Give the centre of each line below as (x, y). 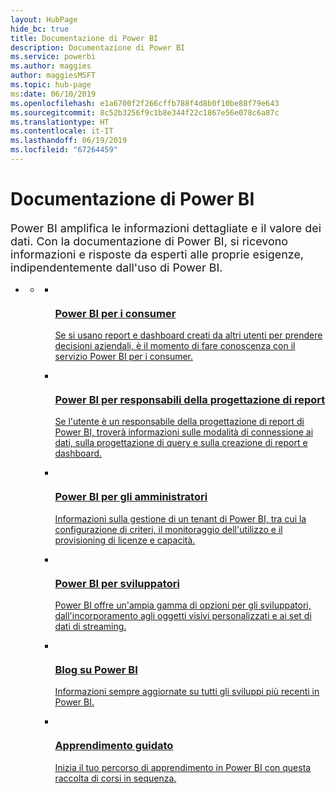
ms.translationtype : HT (60, 122)
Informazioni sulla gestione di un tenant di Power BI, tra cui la (180, 518)
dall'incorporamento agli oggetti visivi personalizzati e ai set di (183, 615)
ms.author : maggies (51, 66)
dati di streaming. (90, 626)
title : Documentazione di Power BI (84, 38)
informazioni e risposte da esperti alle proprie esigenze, (157, 254)
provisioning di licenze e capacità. (125, 540)
